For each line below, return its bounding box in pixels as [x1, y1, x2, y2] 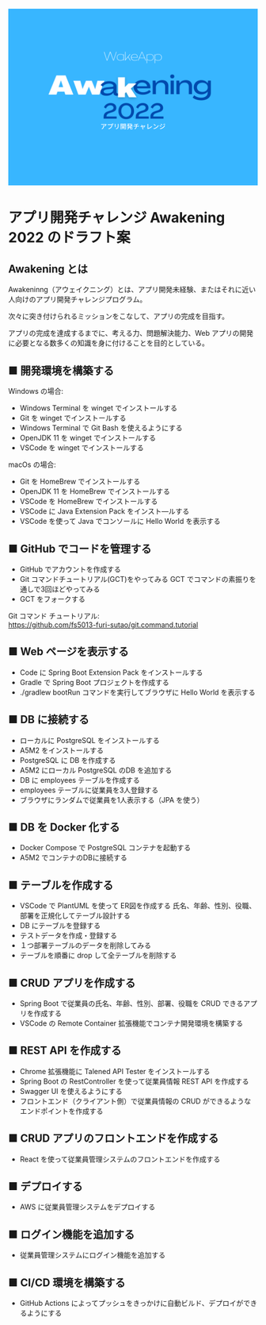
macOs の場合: [8, 460, 57, 469]
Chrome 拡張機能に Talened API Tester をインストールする [19, 1066, 211, 1076]
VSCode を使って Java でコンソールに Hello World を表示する [19, 517, 221, 526]
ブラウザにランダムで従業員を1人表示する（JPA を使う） [19, 795, 204, 804]
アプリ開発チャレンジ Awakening [8, 208, 226, 226]
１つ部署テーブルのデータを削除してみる [19, 941, 152, 950]
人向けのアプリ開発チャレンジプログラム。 [8, 295, 147, 304]
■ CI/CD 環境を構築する [8, 1276, 126, 1289]
